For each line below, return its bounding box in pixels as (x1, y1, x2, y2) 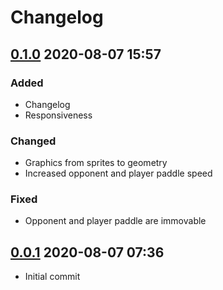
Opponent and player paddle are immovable (24, 215, 207, 227)
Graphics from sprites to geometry (24, 157, 168, 169)
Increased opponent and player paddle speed (24, 167, 213, 180)
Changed (10, 134, 57, 148)
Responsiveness (24, 109, 93, 121)
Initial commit (24, 271, 81, 283)
